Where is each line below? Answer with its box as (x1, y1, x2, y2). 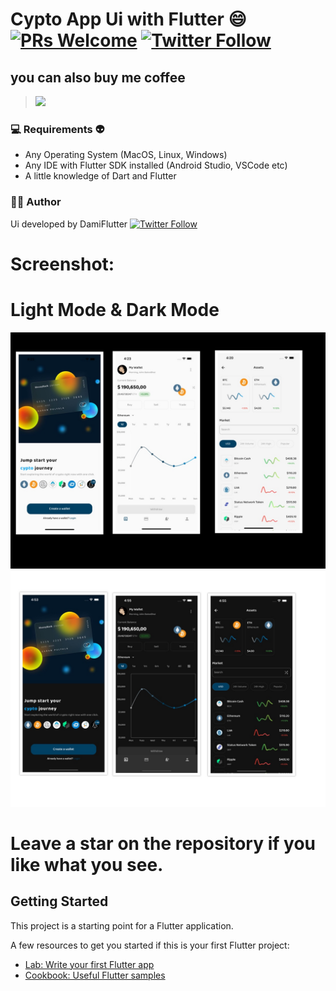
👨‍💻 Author (10, 195, 62, 209)
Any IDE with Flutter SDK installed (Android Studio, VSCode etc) (24, 159, 288, 172)
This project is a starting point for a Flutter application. (10, 919, 234, 932)
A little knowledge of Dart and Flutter (24, 170, 177, 182)
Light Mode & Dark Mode (10, 298, 220, 321)
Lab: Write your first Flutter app (24, 958, 155, 970)
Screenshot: (10, 253, 115, 275)
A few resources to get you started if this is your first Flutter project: (10, 939, 290, 951)
